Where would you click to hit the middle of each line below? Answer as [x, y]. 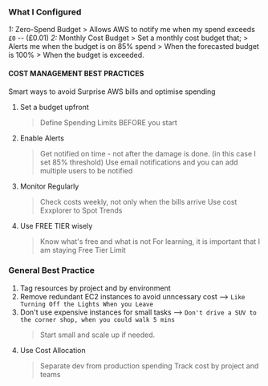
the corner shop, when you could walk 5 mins [97, 319]
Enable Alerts [42, 138]
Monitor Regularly [49, 186]
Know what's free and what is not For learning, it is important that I [150, 241]
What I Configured [45, 12]
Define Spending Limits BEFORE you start [109, 122]
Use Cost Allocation [53, 350]
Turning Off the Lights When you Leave [87, 304]
